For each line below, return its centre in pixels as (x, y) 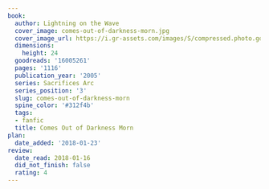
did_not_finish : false (53, 166)
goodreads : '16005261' (53, 61)
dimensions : (35, 46)
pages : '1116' (38, 68)
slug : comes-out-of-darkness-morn (72, 98)
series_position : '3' (51, 90)
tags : (24, 113)
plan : (16, 135)
